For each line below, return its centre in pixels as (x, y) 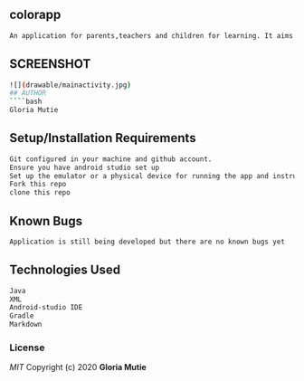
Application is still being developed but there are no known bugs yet (147, 242)
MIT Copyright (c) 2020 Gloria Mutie (78, 367)
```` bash (26, 102)
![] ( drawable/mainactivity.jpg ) (70, 85)
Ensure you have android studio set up (85, 167)
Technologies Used (65, 270)
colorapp (35, 15)
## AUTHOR (28, 93)
